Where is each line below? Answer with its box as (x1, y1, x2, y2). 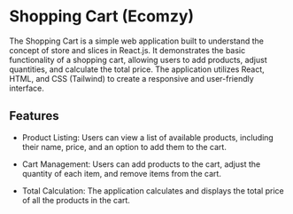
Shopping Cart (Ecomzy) (9, 6, 195, 27)
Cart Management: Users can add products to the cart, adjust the (21, 158, 261, 170)
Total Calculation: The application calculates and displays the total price (21, 185, 285, 196)
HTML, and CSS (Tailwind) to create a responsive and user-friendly (9, 73, 254, 83)
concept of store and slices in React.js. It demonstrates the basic (9, 44, 246, 55)
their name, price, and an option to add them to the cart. (21, 141, 227, 152)
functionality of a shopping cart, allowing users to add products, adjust (9, 54, 267, 65)
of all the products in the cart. (21, 194, 131, 205)
